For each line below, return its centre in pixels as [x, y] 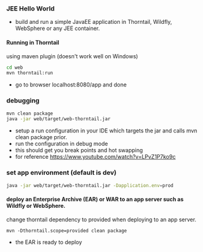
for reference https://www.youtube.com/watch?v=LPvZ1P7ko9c [95, 157]
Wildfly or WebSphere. [36, 206]
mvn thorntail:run [30, 73]
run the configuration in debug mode [61, 144]
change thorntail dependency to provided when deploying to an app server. [102, 220]
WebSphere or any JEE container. [57, 28]
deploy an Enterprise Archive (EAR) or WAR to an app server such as [95, 199]
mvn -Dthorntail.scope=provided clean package [67, 231]
